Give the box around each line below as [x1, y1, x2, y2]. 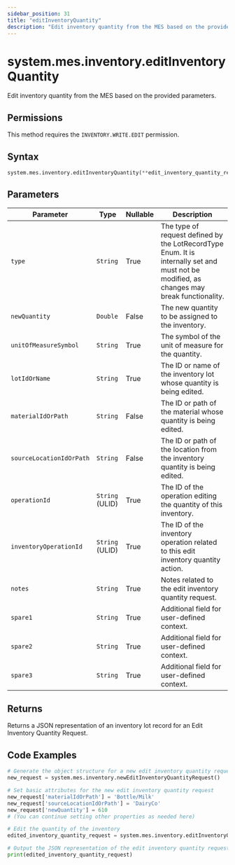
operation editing [160, 491, 217, 501]
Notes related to [160, 575, 214, 585]
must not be [160, 265, 201, 275]
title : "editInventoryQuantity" [7, 17, 101, 24]
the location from [160, 444, 217, 454]
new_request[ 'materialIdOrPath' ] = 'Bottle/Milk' [7, 793, 155, 801]
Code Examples [7, 749, 77, 761]
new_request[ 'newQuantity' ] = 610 [7, 806, 108, 813]
